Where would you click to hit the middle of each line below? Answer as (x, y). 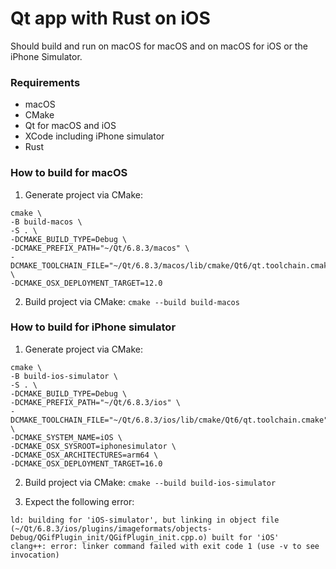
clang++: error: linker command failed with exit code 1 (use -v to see (165, 546)
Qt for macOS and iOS (70, 126)
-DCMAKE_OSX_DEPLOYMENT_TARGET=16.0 (86, 463)
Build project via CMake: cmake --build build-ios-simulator (150, 482)
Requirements (45, 82)
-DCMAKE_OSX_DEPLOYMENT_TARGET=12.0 (86, 283)
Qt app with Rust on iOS (110, 18)
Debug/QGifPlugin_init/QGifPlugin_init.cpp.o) (109, 537)
